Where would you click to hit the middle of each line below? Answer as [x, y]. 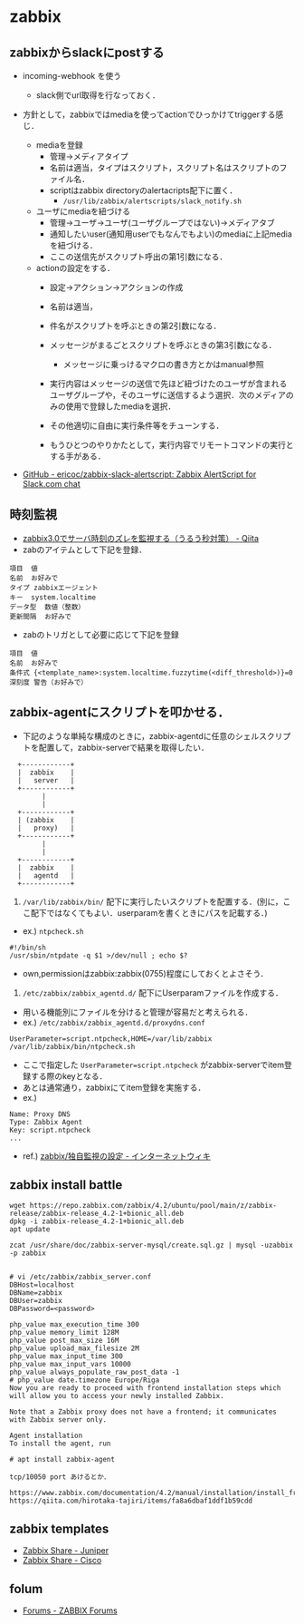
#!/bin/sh [28, 948]
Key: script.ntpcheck [50, 1130]
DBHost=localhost [42, 1285]
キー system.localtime [53, 597]
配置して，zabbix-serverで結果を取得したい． [124, 747]
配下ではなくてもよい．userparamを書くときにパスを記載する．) [149, 912]
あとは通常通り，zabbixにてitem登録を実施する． [114, 1087]
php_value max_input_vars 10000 [70, 1365]
